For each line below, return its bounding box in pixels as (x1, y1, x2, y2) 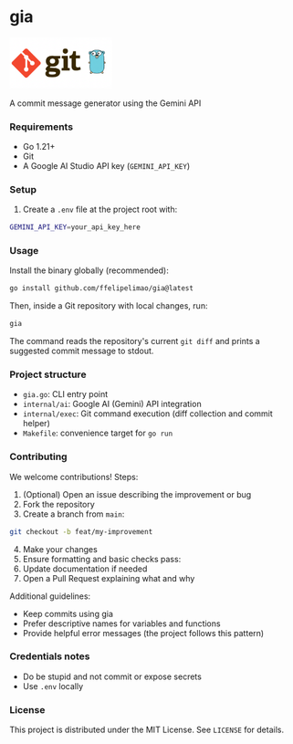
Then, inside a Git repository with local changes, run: (9, 300, 208, 311)
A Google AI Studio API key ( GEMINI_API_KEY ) (22, 160, 191, 171)
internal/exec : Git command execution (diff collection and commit (22, 408, 274, 419)
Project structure (9, 368, 87, 381)
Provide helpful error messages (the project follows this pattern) (22, 627, 265, 638)
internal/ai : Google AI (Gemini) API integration (22, 399, 203, 410)
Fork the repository (22, 498, 96, 509)
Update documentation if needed (22, 563, 148, 574)
